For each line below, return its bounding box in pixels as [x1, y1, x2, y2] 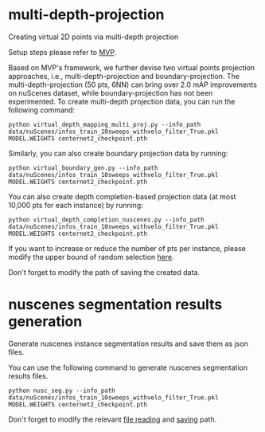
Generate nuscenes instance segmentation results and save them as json [8, 339, 248, 348]
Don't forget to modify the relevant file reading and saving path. [8, 414, 217, 424]
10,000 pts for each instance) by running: [8, 200, 143, 210]
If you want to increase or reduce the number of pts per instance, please [8, 243, 247, 253]
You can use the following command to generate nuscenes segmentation [8, 363, 248, 372]
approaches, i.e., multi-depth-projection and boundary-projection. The [8, 71, 240, 81]
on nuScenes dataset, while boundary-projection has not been [8, 88, 213, 97]
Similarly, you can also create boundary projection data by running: [8, 148, 228, 158]
